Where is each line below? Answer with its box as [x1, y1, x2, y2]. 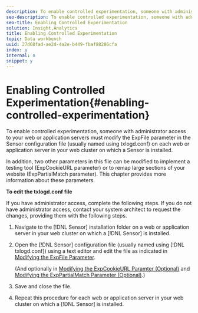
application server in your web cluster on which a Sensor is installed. [6, 147, 173, 154]
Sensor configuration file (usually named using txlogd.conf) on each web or [6, 140, 190, 147]
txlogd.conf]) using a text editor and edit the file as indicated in [14, 248, 168, 255]
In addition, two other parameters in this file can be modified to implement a [6, 158, 190, 165]
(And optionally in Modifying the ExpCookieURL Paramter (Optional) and [14, 265, 190, 272]
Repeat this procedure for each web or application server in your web [14, 294, 184, 301]
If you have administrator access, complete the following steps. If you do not [6, 200, 192, 207]
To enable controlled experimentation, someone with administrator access [6, 128, 186, 135]
